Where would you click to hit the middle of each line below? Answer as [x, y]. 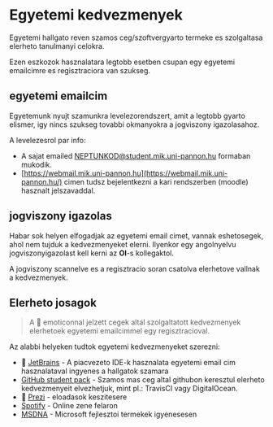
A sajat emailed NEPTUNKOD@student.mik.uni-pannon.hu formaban [136, 155]
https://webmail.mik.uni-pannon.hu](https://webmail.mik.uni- [126, 173]
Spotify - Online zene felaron [69, 406]
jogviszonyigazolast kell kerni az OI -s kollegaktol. [91, 253]
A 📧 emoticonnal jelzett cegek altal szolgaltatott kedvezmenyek [135, 322]
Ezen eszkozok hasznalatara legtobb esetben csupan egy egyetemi [122, 62]
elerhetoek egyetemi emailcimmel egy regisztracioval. [119, 331]
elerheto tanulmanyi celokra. [57, 46]
